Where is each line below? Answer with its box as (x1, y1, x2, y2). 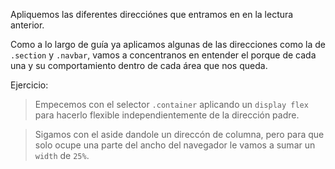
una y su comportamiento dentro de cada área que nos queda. (10, 60, 268, 71)
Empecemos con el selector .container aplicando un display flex (34, 99, 309, 110)
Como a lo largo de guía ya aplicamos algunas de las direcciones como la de (10, 39, 326, 50)
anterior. (10, 19, 45, 31)
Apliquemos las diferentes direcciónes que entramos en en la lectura (10, 9, 294, 20)
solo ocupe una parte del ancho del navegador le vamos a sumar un (34, 139, 316, 151)
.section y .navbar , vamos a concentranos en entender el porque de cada (10, 49, 317, 61)
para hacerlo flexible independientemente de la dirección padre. (34, 109, 300, 121)
